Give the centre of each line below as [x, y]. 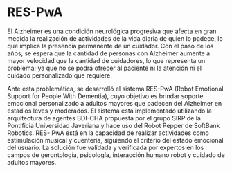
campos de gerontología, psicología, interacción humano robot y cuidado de [116, 155]
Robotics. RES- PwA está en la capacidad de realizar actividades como [108, 133]
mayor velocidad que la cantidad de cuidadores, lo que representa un [106, 60]
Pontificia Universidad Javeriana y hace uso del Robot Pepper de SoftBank [114, 125]
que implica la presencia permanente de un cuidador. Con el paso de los [110, 46]
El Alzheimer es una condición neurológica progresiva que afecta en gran [112, 31]
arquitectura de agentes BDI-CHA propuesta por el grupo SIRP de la [104, 118]
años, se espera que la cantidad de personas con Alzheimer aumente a [109, 53]
